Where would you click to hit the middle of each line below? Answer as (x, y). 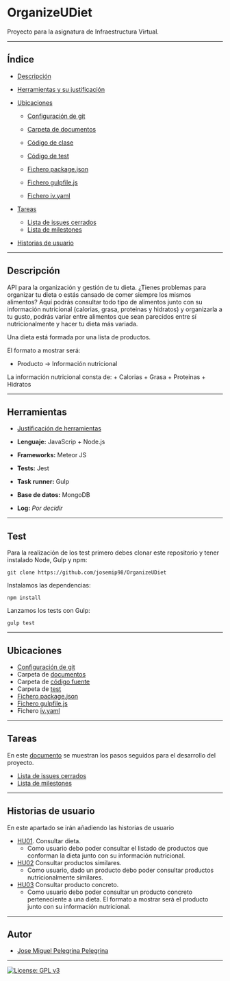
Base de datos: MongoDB (53, 495)
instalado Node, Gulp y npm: (47, 560)
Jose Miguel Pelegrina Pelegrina (63, 951)
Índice (21, 60)
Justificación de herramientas (59, 428)
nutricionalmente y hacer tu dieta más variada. (73, 324)
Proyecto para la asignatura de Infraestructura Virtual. (83, 32)
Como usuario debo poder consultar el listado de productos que (118, 848)
